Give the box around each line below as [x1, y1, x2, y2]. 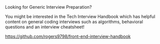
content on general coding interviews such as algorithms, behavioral [5, 19, 143, 24]
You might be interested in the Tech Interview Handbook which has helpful [5, 14, 156, 19]
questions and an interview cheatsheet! [5, 24, 85, 30]
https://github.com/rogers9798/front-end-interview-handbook [5, 34, 131, 39]
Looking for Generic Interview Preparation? [5, 4, 92, 10]
